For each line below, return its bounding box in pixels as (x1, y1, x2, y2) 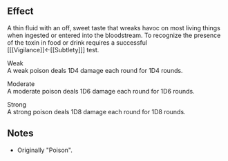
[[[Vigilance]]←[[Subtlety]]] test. (7, 45, 99, 54)
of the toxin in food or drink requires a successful (7, 38, 147, 47)
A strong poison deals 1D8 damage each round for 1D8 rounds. (7, 107, 186, 116)
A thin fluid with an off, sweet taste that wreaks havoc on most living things (7, 23, 221, 32)
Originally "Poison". (17, 146, 73, 154)
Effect (7, 6, 34, 17)
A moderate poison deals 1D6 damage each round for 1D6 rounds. (7, 87, 195, 95)
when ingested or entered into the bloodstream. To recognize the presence (7, 31, 221, 39)
